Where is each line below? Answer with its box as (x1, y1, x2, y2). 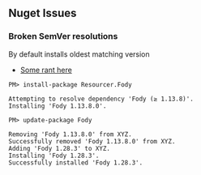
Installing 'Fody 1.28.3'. (8, 152, 100, 160)
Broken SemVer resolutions (8, 31, 118, 42)
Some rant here (19, 65, 73, 75)
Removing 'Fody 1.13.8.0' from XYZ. (8, 130, 132, 139)
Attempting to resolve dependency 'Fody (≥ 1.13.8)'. (8, 95, 195, 103)
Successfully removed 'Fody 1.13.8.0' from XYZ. (8, 137, 176, 145)
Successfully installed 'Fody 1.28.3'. (8, 158, 143, 167)
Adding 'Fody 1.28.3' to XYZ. (8, 144, 111, 152)
